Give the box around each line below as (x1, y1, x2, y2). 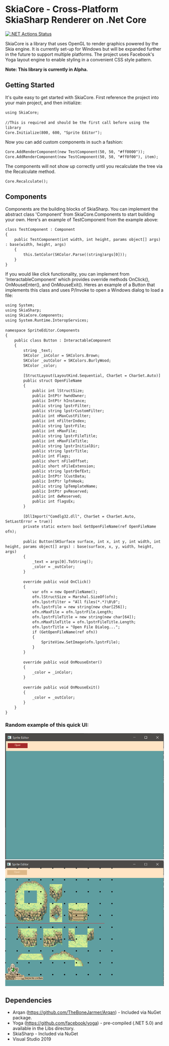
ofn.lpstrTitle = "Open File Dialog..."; (32, 625, 121, 630)
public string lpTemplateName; (32, 484, 98, 489)
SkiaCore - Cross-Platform (5, 4, 119, 15)
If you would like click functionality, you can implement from (5, 271, 130, 277)
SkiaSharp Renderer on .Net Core (5, 14, 147, 26)
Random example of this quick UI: (5, 722, 89, 729)
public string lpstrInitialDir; (32, 444, 100, 449)
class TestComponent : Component (5, 227, 75, 232)
